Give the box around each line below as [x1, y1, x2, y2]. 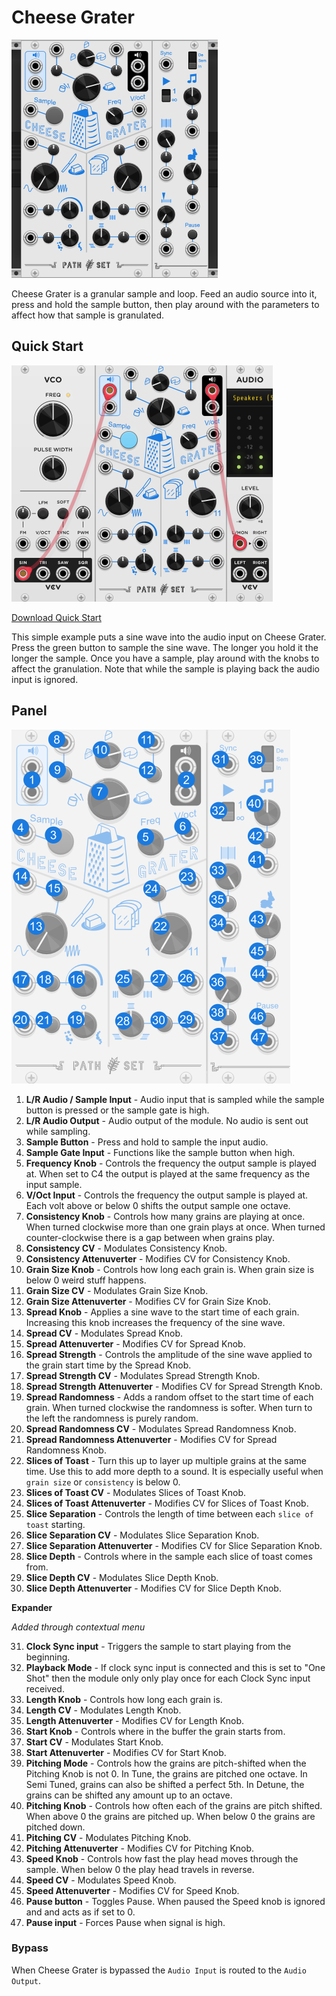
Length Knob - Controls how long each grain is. [25, 1693, 223, 1705]
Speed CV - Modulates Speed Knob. [25, 1874, 177, 1886]
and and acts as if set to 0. [25, 1906, 136, 1918]
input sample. [25, 1178, 83, 1190]
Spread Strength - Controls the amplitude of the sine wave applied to [25, 1348, 313, 1360]
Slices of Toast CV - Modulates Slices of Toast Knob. [25, 1486, 247, 1498]
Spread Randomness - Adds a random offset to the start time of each [25, 1391, 314, 1403]
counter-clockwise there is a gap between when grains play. [25, 1231, 275, 1243]
